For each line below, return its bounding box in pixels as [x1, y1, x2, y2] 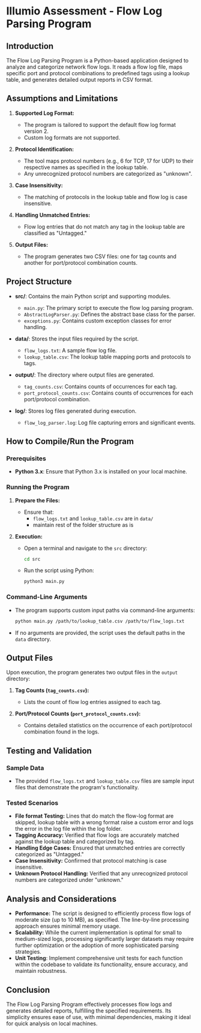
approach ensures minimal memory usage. [14, 922, 121, 930]
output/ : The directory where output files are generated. [14, 371, 155, 378]
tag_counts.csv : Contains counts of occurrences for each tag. [23, 383, 178, 390]
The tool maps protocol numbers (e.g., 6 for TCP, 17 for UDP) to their [23, 157, 194, 164]
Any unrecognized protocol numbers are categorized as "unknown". [23, 170, 193, 177]
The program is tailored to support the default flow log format [23, 121, 176, 128]
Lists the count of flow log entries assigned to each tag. [23, 698, 162, 706]
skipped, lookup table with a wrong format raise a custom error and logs [14, 819, 194, 826]
